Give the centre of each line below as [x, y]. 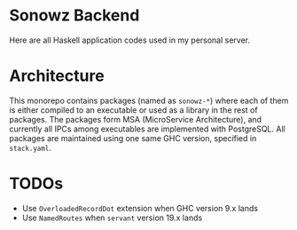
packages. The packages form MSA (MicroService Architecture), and [136, 119]
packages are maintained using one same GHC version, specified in [133, 138]
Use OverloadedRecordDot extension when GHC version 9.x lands [140, 208]
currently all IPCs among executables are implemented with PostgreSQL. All [147, 129]
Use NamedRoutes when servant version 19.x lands [112, 218]
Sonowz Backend [74, 16]
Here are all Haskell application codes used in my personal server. [130, 40]
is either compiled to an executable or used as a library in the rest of [134, 110]
